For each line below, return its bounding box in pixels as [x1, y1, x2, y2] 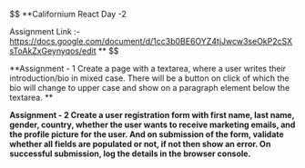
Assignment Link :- [9, 26, 80, 36]
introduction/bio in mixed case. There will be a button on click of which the [9, 73, 290, 84]
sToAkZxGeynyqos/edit [9, 45, 97, 56]
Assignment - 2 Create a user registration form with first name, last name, [9, 110, 295, 120]
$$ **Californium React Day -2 [9, 9, 127, 19]
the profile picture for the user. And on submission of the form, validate [9, 129, 284, 140]
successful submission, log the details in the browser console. [9, 148, 251, 159]
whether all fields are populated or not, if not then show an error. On [9, 139, 271, 149]
